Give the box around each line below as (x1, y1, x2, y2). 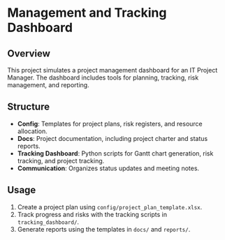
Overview (7, 47, 51, 59)
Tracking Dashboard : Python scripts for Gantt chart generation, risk (17, 149, 214, 158)
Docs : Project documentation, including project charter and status (17, 134, 208, 142)
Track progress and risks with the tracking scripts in (17, 210, 168, 218)
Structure (7, 101, 50, 113)
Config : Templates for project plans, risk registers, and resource (17, 119, 203, 128)
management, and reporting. (7, 81, 89, 89)
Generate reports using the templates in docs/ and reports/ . (17, 225, 191, 233)
